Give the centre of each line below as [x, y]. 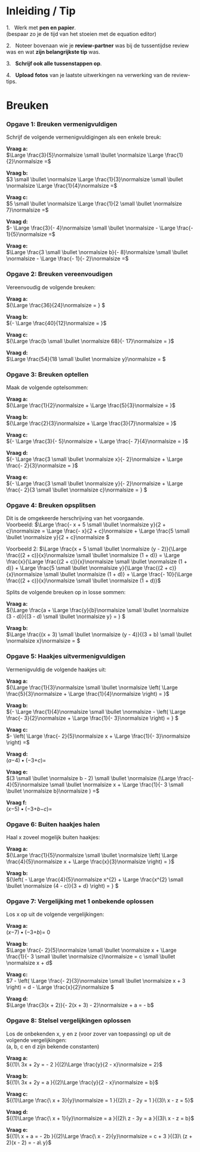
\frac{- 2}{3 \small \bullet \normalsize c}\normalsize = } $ [77, 490]
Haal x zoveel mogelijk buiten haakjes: [53, 837]
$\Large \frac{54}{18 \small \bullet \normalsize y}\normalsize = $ [86, 359]
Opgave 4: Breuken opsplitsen [51, 505]
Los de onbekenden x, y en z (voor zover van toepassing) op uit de [89, 1034]
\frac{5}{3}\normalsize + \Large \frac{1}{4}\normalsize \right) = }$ [88, 693]
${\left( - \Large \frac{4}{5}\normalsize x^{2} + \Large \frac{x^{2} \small [95, 879]
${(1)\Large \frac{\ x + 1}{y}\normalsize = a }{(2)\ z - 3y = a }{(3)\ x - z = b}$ [100, 1118]
